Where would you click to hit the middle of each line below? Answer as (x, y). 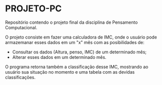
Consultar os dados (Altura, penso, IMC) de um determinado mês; (79, 52)
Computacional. (21, 27)
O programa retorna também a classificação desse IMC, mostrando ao (77, 67)
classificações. (20, 77)
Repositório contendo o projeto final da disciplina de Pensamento (72, 22)
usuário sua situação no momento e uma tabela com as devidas (70, 72)
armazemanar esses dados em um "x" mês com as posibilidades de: (75, 42)
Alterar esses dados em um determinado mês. (59, 57)
